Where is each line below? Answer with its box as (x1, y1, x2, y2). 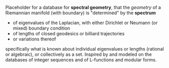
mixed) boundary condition (12, 25, 70, 31)
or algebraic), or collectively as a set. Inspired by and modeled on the (5, 51, 152, 57)
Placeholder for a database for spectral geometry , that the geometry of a (5, 5, 161, 10)
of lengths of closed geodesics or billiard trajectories (12, 31, 125, 36)
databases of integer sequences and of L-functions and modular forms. (5, 57, 157, 63)
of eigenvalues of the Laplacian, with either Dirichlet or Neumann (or (12, 20, 158, 26)
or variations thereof (12, 36, 57, 42)
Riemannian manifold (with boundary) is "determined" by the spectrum (5, 10, 156, 16)
